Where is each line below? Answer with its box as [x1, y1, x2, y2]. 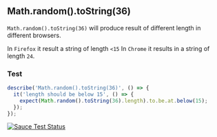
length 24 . [7, 52, 35, 60]
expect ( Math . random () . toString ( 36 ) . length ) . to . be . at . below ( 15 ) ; [19, 97, 208, 104]
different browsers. [7, 31, 61, 39]
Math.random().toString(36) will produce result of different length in [7, 23, 201, 32]
